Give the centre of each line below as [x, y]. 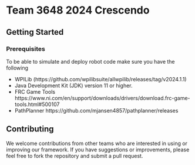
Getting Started [35, 32]
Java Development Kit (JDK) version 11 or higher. [74, 85]
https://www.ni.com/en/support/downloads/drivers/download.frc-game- [102, 98]
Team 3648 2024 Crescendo [78, 10]
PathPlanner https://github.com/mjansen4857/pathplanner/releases [96, 110]
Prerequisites [26, 49]
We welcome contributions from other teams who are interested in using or [97, 143]
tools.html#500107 [37, 104]
